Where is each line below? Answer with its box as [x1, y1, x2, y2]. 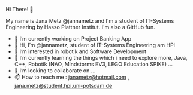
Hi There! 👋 [5, 6, 34, 13]
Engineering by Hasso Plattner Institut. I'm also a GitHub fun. [5, 24, 155, 30]
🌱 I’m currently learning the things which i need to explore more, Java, [14, 54, 188, 61]
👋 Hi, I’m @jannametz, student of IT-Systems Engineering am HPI [14, 42, 175, 48]
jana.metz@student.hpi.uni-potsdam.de [14, 82, 113, 89]
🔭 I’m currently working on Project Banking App [14, 35, 132, 42]
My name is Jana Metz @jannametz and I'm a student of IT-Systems [5, 17, 174, 24]
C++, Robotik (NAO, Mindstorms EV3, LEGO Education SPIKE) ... [14, 60, 173, 68]
